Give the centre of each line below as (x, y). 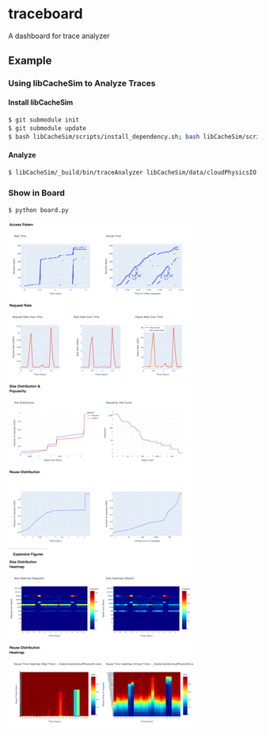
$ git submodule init (44, 120)
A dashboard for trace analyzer (59, 36)
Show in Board (37, 193)
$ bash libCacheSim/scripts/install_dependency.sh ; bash (104, 137)
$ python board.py (38, 210)
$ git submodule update (47, 129)
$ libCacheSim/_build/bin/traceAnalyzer (76, 173)
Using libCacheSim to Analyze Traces (82, 83)
